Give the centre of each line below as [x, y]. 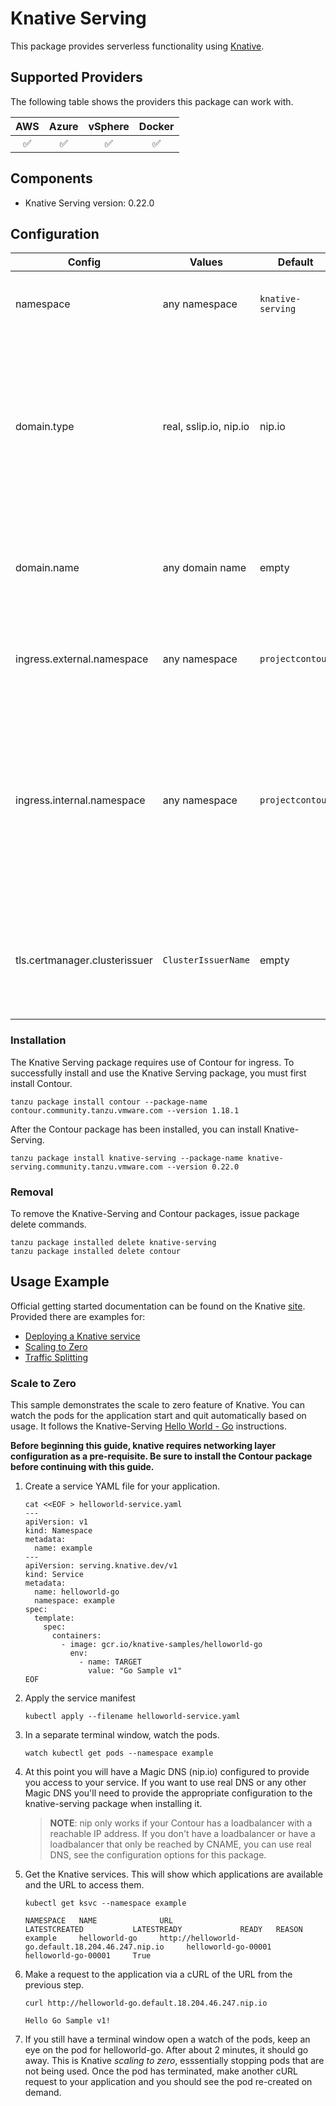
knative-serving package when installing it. [113, 1804]
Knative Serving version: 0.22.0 [89, 203]
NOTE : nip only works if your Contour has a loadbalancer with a [181, 1823]
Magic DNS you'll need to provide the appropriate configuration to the [168, 1793]
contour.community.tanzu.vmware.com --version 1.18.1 [125, 1110]
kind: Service [54, 1575]
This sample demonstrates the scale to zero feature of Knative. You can [157, 1405]
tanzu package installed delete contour [96, 1251]
